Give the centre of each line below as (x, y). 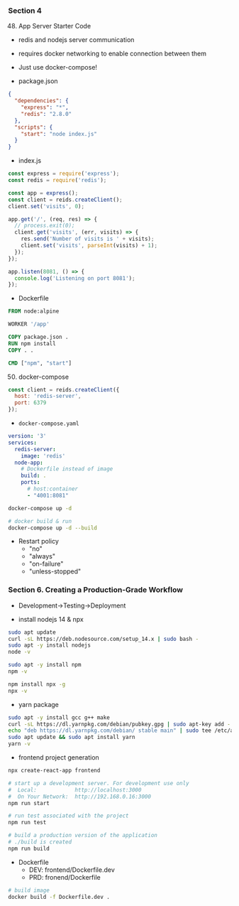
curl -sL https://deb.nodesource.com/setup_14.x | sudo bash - (104, 639)
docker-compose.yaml (49, 424)
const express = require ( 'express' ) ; (64, 174)
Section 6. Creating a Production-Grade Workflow (96, 590)
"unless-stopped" (55, 571)
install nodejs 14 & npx (51, 619)
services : (23, 443)
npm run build (29, 848)
